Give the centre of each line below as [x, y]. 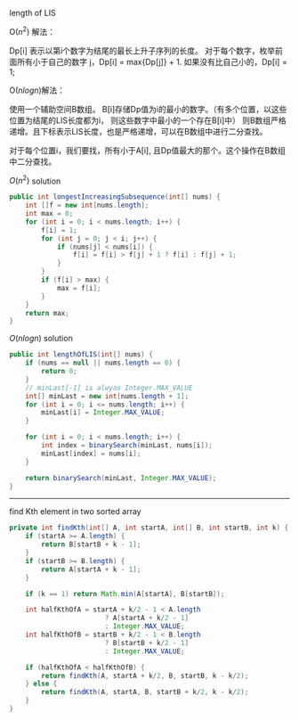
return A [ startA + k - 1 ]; [91, 569]
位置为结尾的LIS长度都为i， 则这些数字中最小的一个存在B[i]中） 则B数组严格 [148, 120]
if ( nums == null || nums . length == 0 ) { [103, 363]
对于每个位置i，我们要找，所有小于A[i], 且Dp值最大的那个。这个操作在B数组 [148, 150]
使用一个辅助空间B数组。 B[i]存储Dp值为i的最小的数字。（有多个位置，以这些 [148, 109]
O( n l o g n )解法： [37, 90]
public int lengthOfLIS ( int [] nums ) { [81, 355]
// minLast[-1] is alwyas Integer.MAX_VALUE [109, 388]
